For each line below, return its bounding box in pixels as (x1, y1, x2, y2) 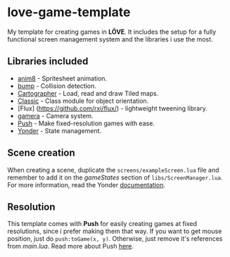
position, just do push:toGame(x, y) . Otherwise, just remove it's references (7, 234, 223, 243)
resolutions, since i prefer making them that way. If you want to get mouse (7, 227, 222, 236)
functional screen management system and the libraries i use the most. (7, 35, 213, 43)
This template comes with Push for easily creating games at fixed (7, 220, 198, 228)
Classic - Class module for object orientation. (17, 96, 149, 105)
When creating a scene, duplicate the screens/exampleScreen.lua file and (7, 165, 219, 174)
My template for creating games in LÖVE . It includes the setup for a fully (7, 27, 217, 36)
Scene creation (7, 147, 75, 159)
